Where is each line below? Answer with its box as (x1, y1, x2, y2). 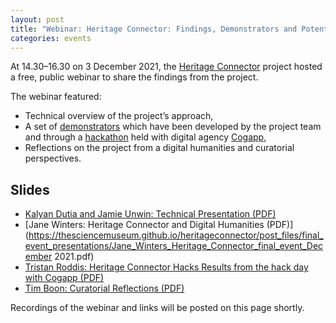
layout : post (10, 14, 65, 25)
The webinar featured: (10, 91, 102, 103)
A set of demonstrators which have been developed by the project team (24, 121, 322, 133)
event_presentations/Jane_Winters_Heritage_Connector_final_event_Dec (24, 240, 324, 252)
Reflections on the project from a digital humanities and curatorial (24, 142, 295, 154)
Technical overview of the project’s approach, (24, 110, 214, 122)
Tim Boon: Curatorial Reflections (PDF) (24, 282, 185, 295)
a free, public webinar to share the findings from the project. (10, 71, 259, 83)
